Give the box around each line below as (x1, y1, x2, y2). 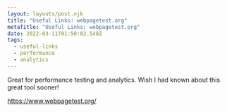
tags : (7, 37, 23, 44)
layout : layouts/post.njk (7, 10, 83, 18)
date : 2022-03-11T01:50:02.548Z (7, 30, 102, 37)
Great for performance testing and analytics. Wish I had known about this (7, 75, 221, 84)
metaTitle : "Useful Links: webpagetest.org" (7, 23, 140, 30)
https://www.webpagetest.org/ (7, 97, 97, 105)
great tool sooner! (7, 82, 59, 92)
